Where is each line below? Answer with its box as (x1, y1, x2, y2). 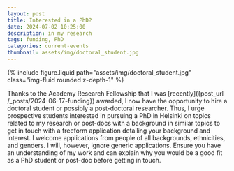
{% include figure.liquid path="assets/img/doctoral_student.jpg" (7, 68, 192, 77)
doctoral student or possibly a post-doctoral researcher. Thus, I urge (7, 104, 205, 112)
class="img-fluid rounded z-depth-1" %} (7, 75, 124, 84)
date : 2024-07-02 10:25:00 (7, 23, 86, 30)
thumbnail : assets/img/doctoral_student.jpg (7, 50, 139, 57)
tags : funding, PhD (7, 36, 64, 43)
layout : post (7, 10, 45, 17)
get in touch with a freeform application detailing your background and (7, 126, 211, 135)
